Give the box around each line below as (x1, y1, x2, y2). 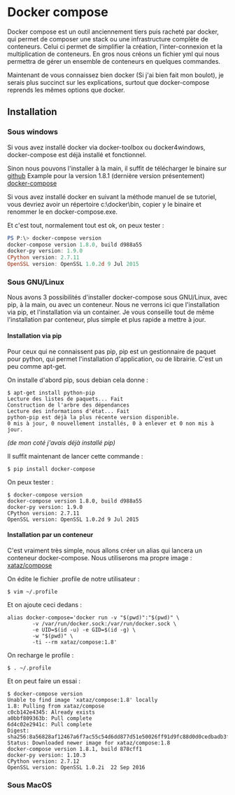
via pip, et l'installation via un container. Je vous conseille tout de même (7, 308, 215, 316)
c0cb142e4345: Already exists (7, 709, 96, 716)
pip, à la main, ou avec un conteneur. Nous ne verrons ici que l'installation (7, 301, 220, 309)
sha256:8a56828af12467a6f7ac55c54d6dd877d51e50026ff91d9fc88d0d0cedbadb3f (7, 733, 230, 740)
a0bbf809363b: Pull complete (7, 714, 92, 722)
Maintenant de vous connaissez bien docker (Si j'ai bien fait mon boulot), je (7, 71, 224, 79)
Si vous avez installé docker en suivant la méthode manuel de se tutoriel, (7, 192, 217, 201)
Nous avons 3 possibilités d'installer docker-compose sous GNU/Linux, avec (7, 293, 228, 301)
